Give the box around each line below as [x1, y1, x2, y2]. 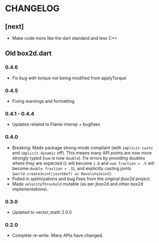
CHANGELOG [5, 3, 60, 14]
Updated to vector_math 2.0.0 [12, 209, 72, 215]
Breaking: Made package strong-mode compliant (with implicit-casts [12, 145, 153, 150]
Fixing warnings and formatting [12, 98, 75, 104]
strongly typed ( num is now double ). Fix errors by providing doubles [12, 155, 145, 161]
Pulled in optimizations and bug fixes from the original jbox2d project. [12, 176, 151, 182]
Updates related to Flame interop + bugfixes [12, 121, 100, 127]
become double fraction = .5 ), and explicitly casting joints [12, 165, 131, 171]
